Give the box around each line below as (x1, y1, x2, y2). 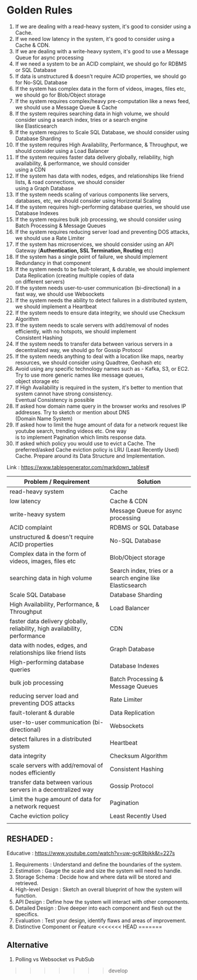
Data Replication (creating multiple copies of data (15, 272, 134, 279)
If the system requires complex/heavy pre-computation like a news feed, (15, 97, 191, 104)
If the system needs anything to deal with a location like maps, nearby (15, 353, 184, 360)
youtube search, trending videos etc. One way (15, 427, 127, 434)
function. (15, 892, 37, 899)
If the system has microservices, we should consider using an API (15, 241, 174, 248)
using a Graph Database (15, 185, 74, 192)
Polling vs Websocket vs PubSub (15, 955, 95, 962)
